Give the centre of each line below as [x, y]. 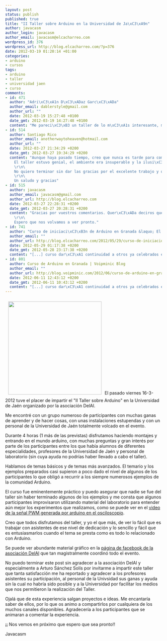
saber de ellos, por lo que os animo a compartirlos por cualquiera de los [79, 604]
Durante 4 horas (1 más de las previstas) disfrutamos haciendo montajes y [81, 436]
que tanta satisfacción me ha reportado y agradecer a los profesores [76, 573]
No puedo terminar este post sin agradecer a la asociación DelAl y [73, 563]
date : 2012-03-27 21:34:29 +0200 [44, 149]
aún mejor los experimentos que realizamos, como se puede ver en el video [83, 508]
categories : [17, 56]
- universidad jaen [25, 83]
